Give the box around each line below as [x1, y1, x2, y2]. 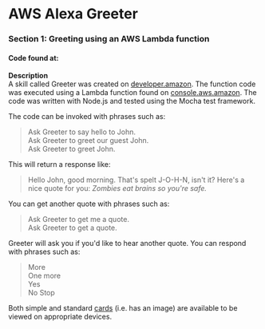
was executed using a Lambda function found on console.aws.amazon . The [8, 88, 257, 97]
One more [27, 271, 61, 280]
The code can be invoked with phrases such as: [8, 112, 166, 121]
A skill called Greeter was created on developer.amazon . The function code [8, 79, 256, 89]
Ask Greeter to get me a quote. [27, 215, 130, 224]
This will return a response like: [8, 160, 111, 169]
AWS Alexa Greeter [8, 5, 138, 23]
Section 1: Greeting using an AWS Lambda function [8, 34, 210, 45]
